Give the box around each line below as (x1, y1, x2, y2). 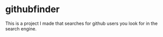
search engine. (5, 25, 37, 31)
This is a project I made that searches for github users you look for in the (5, 20, 158, 26)
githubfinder (5, 4, 60, 15)
